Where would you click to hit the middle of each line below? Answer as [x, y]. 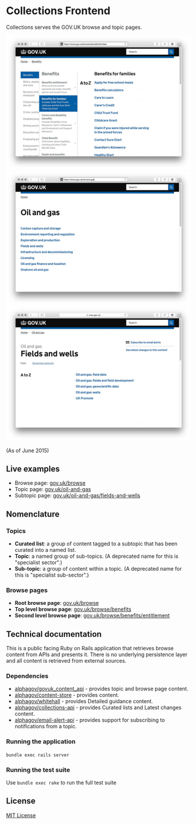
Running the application [41, 742]
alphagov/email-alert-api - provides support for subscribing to [90, 720]
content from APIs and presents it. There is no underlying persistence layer [97, 654]
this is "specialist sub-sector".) [52, 575]
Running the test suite [38, 770]
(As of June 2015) [28, 450]
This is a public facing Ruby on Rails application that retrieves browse [90, 648]
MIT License [21, 815]
